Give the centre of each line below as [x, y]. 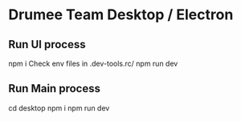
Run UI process [47, 44]
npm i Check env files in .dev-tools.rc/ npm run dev [93, 63]
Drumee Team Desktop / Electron [121, 15]
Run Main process [54, 89]
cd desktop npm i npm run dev [59, 108]
